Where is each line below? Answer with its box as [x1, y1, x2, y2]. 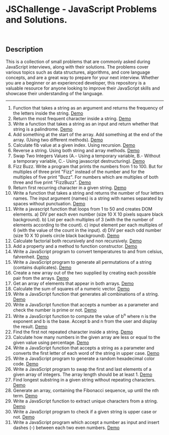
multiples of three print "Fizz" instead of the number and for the [13, 169, 145, 175]
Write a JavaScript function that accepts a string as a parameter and [13, 345, 154, 351]
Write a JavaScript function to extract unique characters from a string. [13, 398, 158, 404]
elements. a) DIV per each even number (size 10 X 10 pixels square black [13, 211, 163, 217]
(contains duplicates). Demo [13, 264, 72, 270]
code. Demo [13, 361, 39, 367]
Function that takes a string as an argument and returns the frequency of [13, 105, 163, 111]
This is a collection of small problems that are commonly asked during [6, 59, 150, 65]
